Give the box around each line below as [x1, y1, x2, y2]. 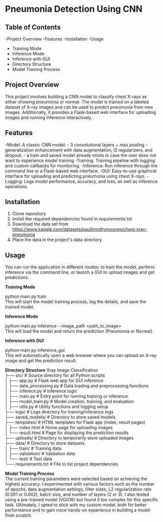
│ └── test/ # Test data [5, 456, 52, 462]
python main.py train [5, 294, 47, 300]
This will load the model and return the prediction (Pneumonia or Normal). [5, 328, 154, 334]
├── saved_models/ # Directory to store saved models [5, 414, 116, 420]
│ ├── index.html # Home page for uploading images [5, 425, 113, 431]
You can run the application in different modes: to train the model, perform [5, 264, 155, 270]
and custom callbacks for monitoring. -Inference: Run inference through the [5, 163, 158, 168]
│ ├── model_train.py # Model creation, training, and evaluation [5, 399, 134, 405]
